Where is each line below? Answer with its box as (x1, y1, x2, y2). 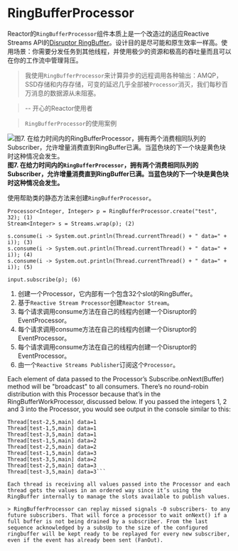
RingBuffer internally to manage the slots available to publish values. (7, 493, 231, 500)
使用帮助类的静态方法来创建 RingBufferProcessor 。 (7, 193, 156, 202)
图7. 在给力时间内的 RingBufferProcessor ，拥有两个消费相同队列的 (7, 160, 199, 169)
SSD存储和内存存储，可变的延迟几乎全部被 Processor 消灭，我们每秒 (24, 80, 222, 88)
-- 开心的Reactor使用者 (24, 104, 93, 112)
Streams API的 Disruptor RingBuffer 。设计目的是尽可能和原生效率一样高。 (7, 38, 222, 47)
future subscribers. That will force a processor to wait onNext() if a (7, 511, 227, 519)
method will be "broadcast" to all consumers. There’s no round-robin (7, 382, 209, 391)
